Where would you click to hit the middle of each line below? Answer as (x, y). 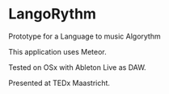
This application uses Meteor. (57, 51)
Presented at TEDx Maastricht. (59, 83)
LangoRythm (53, 14)
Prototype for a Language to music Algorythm (84, 36)
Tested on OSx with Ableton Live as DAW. (78, 67)
